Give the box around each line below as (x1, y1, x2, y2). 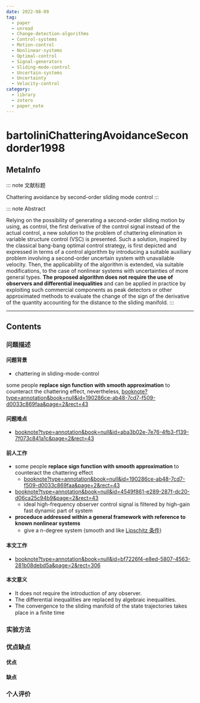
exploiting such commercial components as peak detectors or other (6, 286, 173, 293)
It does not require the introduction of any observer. (14, 589, 142, 596)
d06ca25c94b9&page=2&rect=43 (14, 494, 99, 502)
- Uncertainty (11, 75, 46, 81)
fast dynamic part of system (23, 507, 93, 514)
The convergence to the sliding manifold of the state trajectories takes (14, 602, 187, 609)
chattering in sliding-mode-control (14, 370, 99, 377)
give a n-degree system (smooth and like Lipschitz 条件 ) (23, 527, 162, 534)
